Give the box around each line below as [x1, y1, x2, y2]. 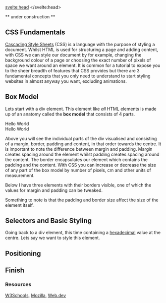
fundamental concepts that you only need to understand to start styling [5, 73, 151, 79]
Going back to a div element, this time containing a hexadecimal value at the [5, 230, 161, 236]
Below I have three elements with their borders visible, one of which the [5, 182, 152, 188]
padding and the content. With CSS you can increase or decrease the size [5, 162, 156, 168]
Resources [5, 281, 32, 288]
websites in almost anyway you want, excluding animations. [5, 78, 127, 84]
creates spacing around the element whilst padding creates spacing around [5, 151, 160, 157]
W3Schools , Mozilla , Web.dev [5, 292, 66, 298]
